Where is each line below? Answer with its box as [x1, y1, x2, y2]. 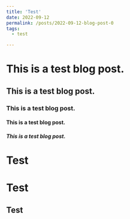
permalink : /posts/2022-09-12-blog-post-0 [6, 20, 114, 26]
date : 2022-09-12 [6, 14, 50, 20]
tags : [6, 25, 20, 32]
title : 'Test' [6, 8, 42, 15]
